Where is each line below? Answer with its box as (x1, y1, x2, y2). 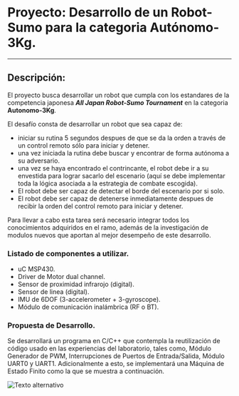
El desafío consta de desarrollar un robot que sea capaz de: (7, 119, 183, 128)
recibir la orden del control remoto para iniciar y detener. (17, 201, 184, 210)
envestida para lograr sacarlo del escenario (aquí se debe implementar (17, 171, 225, 180)
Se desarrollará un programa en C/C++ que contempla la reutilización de (7, 337, 221, 345)
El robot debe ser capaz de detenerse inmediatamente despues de (17, 194, 213, 203)
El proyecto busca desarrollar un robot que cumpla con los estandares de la (7, 91, 230, 99)
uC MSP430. (17, 265, 55, 273)
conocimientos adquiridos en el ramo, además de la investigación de (7, 223, 208, 232)
